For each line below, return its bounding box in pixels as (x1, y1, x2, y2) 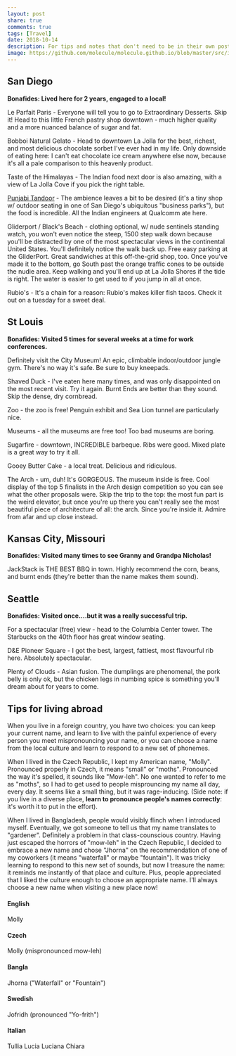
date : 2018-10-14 (7, 37, 58, 44)
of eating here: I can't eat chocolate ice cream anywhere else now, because (7, 151, 227, 160)
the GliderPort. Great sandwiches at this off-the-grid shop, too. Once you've (7, 252, 228, 260)
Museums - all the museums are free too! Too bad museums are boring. (7, 426, 216, 435)
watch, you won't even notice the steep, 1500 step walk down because (7, 229, 213, 238)
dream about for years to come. (7, 682, 99, 691)
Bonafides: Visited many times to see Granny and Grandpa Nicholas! (7, 552, 212, 560)
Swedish (7, 995, 34, 1003)
